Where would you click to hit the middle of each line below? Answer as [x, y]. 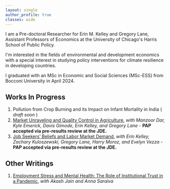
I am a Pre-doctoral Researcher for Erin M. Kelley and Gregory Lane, [77, 34]
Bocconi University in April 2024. [40, 81]
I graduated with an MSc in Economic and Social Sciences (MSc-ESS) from [84, 76]
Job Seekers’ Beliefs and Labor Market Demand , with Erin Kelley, [81, 136]
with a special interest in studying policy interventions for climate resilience [84, 60]
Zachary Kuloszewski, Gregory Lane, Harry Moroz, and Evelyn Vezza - [88, 142]
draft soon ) [25, 115]
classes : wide [20, 19]
